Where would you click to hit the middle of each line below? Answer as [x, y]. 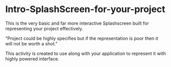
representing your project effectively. [44, 28]
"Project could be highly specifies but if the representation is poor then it [82, 38]
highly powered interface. [32, 58]
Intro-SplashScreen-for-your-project [86, 9]
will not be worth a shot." [31, 43]
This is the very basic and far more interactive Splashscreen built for [77, 23]
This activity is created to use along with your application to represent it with [86, 53]
